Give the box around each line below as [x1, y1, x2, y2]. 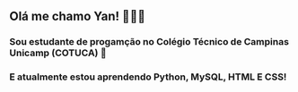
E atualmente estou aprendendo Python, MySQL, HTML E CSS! [9, 71, 287, 83]
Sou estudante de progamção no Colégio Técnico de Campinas [9, 36, 290, 48]
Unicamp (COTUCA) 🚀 [9, 46, 107, 59]
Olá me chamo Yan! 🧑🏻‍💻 [9, 9, 146, 24]
